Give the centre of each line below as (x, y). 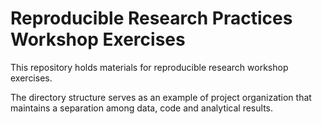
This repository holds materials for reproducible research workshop (149, 67)
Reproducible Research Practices (151, 18)
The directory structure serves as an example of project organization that (161, 97)
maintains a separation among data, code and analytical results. (141, 108)
